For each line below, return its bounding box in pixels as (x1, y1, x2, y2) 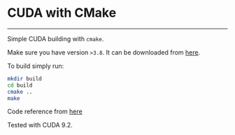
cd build (7, 82, 33, 89)
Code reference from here (7, 107, 83, 116)
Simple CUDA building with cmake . (7, 34, 104, 43)
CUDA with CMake (7, 5, 117, 21)
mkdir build (7, 75, 42, 82)
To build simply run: (7, 62, 64, 70)
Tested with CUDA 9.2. (7, 121, 73, 129)
